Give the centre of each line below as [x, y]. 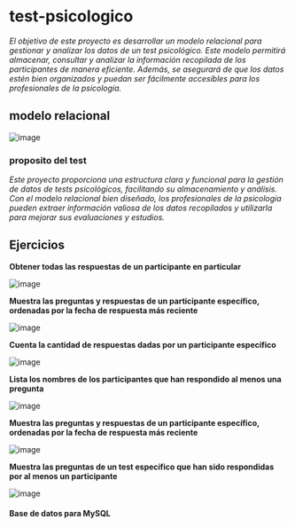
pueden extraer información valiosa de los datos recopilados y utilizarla [141, 208]
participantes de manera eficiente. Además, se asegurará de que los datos [147, 69]
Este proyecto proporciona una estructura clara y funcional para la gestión [146, 180]
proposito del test [48, 160]
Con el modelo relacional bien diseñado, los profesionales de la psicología [145, 199]
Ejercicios [37, 245]
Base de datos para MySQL [60, 514]
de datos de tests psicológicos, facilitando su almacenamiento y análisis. [143, 189]
